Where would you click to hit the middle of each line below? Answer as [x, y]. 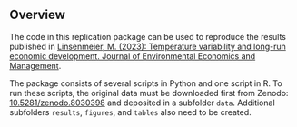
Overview [38, 15]
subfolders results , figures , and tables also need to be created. [130, 112]
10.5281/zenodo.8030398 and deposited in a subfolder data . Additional [142, 103]
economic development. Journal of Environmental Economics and [133, 56]
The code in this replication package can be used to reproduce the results [148, 36]
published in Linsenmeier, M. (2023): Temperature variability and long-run [148, 46]
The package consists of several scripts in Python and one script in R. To [146, 83]
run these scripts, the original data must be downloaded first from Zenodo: [149, 93]
